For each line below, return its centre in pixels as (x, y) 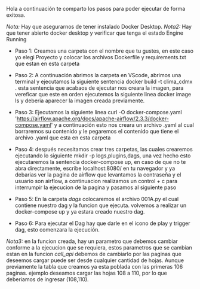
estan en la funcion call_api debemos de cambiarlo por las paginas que (94, 254)
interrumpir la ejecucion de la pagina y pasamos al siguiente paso (96, 187)
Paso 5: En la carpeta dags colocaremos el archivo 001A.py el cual (97, 199)
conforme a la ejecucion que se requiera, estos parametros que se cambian (99, 247)
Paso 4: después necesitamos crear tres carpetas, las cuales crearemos (104, 149)
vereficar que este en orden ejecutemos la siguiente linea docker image (103, 94)
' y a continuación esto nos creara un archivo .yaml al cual (122, 125)
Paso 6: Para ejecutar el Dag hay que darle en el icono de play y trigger (102, 223)
